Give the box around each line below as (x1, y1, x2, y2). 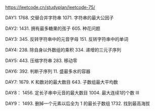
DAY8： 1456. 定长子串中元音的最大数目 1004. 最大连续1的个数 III (5, 90, 140, 95)
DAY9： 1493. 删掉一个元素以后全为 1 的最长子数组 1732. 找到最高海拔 (5, 100, 150, 106)
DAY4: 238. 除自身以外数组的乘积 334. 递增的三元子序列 (5, 47, 122, 52)
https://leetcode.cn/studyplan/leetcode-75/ (5, 5, 95, 10)
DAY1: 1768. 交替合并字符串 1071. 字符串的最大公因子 (5, 15, 114, 21)
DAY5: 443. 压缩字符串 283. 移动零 (5, 58, 77, 64)
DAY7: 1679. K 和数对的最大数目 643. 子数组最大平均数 (5, 79, 118, 85)
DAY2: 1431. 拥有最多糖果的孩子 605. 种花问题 (5, 25, 100, 31)
